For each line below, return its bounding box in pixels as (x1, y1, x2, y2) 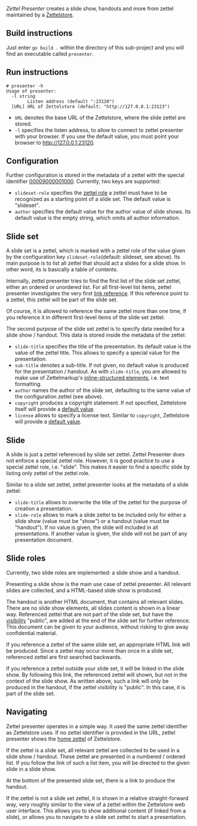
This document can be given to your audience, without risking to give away (6, 623, 189, 630)
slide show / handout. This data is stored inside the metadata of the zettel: (6, 331, 186, 338)
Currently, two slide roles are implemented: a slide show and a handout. (6, 569, 180, 576)
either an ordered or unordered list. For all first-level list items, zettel (6, 284, 172, 291)
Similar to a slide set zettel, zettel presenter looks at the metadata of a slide (6, 481, 189, 488)
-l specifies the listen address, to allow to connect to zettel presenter (14, 126, 184, 133)
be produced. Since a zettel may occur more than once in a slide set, (6, 647, 173, 654)
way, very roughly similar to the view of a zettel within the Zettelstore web (6, 801, 186, 808)
